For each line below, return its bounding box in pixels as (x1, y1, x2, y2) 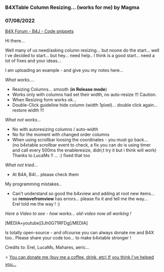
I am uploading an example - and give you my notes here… (5, 67, 123, 73)
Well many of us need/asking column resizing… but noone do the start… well (5, 47, 160, 53)
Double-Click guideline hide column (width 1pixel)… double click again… (12, 102, 158, 108)
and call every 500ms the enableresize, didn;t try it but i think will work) (12, 147, 157, 153)
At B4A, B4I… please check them (12, 172, 79, 178)
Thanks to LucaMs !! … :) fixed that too (12, 152, 91, 158)
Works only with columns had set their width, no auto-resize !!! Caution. (12, 91, 157, 97)
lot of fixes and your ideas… (5, 58, 61, 64)
